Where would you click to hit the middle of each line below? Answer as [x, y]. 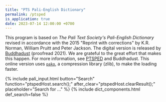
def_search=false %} [27, 95]
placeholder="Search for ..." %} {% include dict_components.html [73, 89]
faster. [12, 69]
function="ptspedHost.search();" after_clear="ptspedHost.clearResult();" [80, 84]
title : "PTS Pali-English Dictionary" [45, 10]
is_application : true [28, 19]
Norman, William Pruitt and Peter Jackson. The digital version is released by [83, 48]
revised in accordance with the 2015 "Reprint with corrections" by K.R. [78, 43]
